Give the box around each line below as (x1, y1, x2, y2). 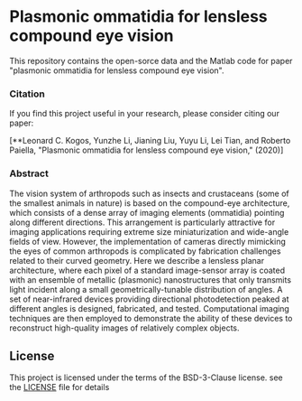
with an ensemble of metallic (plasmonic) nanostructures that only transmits (9, 274, 291, 285)
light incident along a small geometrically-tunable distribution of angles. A (9, 284, 283, 294)
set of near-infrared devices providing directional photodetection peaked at (9, 294, 290, 304)
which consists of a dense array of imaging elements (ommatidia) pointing (9, 207, 285, 218)
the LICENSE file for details (9, 382, 110, 393)
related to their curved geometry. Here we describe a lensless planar (9, 255, 264, 266)
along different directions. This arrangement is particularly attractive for (9, 217, 276, 228)
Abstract (9, 167, 50, 180)
